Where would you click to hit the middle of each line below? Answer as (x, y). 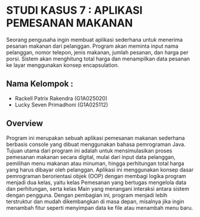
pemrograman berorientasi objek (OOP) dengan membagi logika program (96, 176)
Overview (25, 123)
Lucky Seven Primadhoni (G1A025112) (61, 105)
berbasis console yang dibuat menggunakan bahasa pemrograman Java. (96, 144)
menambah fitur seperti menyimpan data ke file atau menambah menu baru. (100, 207)
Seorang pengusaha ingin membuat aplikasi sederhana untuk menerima (95, 39)
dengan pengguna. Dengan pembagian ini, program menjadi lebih (87, 195)
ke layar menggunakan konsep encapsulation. (63, 65)
